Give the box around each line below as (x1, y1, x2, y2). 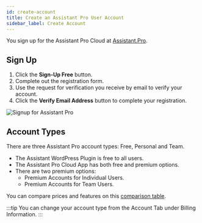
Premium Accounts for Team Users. (24, 181, 114, 188)
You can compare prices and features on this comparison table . (6, 192, 167, 199)
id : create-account (6, 9, 56, 15)
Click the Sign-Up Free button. (15, 71, 93, 78)
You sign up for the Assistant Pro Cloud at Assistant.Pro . (6, 37, 148, 45)
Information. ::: (6, 211, 43, 218)
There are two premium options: (15, 167, 96, 175)
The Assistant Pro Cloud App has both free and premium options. (15, 161, 179, 168)
